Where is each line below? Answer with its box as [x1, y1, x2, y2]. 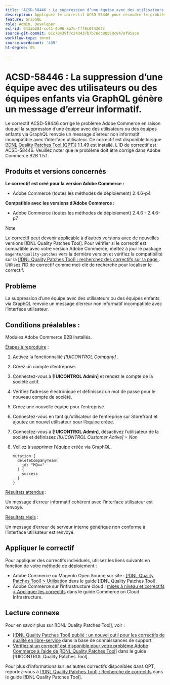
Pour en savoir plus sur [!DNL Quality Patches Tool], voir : [5, 622, 125, 628]
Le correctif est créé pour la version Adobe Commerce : [5, 181, 124, 187]
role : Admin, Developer [5, 21, 56, 27]
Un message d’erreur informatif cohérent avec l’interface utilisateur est [5, 499, 153, 505]
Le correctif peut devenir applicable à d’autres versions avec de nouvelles [5, 235, 159, 241]
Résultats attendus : [5, 489, 47, 495]
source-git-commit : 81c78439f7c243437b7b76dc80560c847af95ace [5, 31, 139, 36]
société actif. [12, 379, 39, 384]
